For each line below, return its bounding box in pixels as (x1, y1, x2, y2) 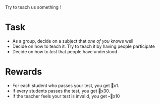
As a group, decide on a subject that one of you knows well (12, 38, 134, 44)
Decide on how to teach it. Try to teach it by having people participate (12, 43, 155, 49)
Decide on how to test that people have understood (12, 48, 117, 54)
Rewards (5, 66, 42, 78)
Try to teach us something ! (5, 4, 61, 10)
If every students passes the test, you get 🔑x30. (12, 88, 110, 94)
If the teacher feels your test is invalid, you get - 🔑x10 (12, 93, 120, 99)
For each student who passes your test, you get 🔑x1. (12, 82, 120, 89)
